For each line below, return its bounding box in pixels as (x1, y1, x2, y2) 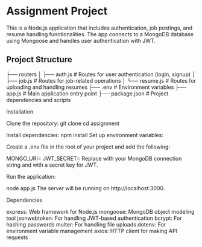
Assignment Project (6, 4, 108, 18)
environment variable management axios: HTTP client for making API (6, 227, 178, 234)
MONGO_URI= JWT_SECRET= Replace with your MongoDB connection (6, 155, 182, 162)
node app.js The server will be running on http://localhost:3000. (6, 184, 165, 191)
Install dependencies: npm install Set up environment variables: (6, 131, 164, 138)
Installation (6, 107, 34, 115)
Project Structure (6, 54, 72, 65)
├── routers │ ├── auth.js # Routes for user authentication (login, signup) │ (6, 71, 196, 78)
